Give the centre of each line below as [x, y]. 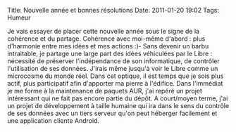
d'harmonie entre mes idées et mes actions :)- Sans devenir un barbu [108, 46]
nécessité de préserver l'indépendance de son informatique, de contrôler [113, 61]
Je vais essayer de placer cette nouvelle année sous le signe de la [103, 31]
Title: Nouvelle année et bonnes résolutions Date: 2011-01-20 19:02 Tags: [113, 10]
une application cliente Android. [54, 121]
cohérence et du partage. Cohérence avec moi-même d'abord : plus [106, 39]
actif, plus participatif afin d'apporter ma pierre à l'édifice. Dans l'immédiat [115, 83]
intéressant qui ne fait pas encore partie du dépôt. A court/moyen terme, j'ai [118, 98]
